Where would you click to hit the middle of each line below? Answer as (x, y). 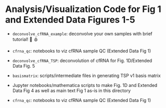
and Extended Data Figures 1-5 (70, 20)
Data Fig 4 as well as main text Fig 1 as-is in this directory (71, 90)
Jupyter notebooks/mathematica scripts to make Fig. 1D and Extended (85, 85)
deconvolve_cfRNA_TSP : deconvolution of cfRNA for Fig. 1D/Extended (82, 60)
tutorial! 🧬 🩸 (25, 39)
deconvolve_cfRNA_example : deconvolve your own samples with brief (82, 33)
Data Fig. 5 (23, 65)
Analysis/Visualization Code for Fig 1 (83, 9)
